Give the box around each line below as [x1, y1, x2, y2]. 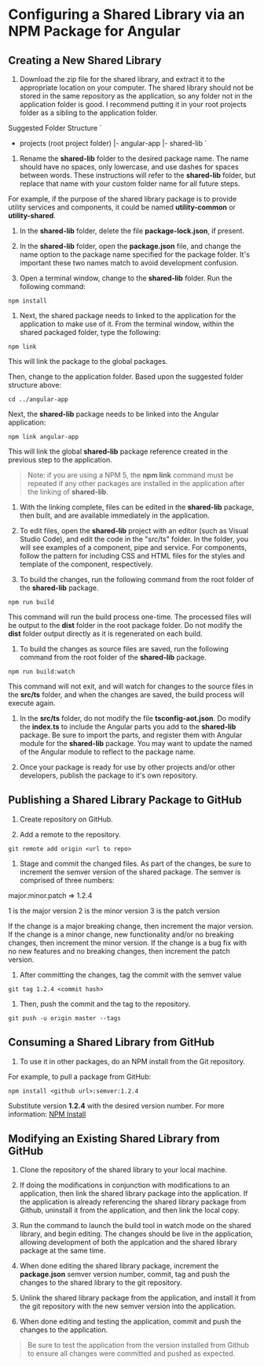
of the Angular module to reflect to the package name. [19, 747, 196, 756]
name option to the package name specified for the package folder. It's [19, 250, 250, 259]
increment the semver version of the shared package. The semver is [19, 867, 241, 876]
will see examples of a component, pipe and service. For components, [19, 543, 247, 552]
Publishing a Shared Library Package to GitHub [8, 793, 242, 807]
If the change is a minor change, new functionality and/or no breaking [8, 930, 234, 939]
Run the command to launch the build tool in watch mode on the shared [19, 1221, 251, 1231]
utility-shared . [8, 211, 57, 220]
